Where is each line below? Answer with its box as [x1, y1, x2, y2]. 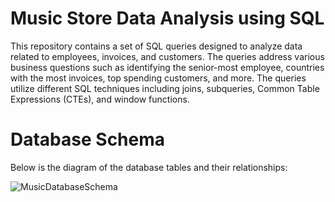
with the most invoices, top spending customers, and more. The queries [10, 72, 307, 84]
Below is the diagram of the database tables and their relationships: [10, 161, 288, 173]
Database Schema [10, 128, 166, 151]
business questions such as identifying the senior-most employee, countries [10, 61, 325, 73]
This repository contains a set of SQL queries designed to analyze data [10, 40, 303, 52]
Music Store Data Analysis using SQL [10, 7, 325, 30]
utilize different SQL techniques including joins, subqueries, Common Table [10, 82, 320, 94]
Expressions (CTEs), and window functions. [10, 93, 190, 105]
